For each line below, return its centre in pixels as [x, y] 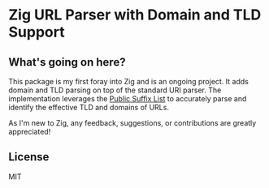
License [29, 157]
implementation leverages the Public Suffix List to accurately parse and [128, 98]
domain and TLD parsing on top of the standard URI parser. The [115, 90]
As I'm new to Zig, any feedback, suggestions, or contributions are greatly [132, 123]
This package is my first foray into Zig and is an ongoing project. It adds [129, 81]
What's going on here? [67, 62]
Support [37, 32]
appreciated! [30, 132]
